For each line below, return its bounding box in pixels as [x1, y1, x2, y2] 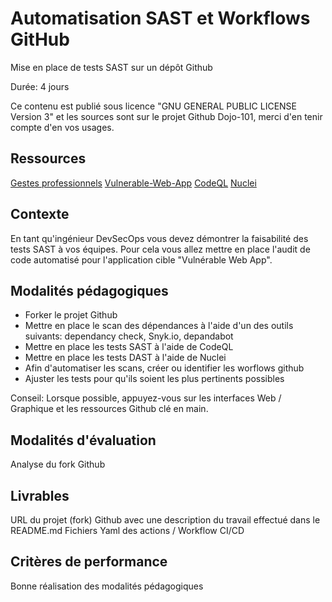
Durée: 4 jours [10, 80, 70, 92]
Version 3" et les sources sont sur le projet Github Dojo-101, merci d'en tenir [10, 110, 323, 122]
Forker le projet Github [24, 309, 118, 321]
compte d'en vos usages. [10, 121, 115, 133]
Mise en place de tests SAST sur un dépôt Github [10, 61, 213, 73]
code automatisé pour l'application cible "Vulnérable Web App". [10, 253, 273, 266]
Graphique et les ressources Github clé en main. [10, 403, 209, 415]
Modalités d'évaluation [10, 432, 157, 449]
